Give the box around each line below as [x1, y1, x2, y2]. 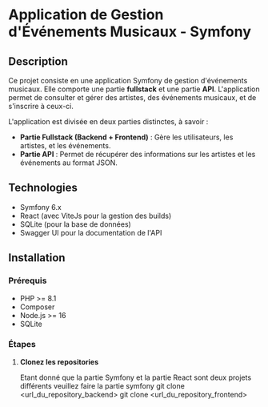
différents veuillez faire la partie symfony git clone [19, 381, 186, 390]
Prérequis [8, 275, 47, 286]
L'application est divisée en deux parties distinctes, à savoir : [8, 117, 209, 126]
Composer [19, 302, 55, 312]
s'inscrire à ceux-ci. [8, 102, 74, 111]
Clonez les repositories [19, 357, 98, 366]
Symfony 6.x [19, 202, 62, 212]
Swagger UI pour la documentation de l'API [19, 228, 162, 237]
